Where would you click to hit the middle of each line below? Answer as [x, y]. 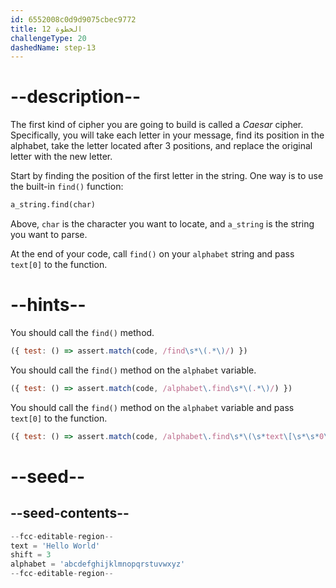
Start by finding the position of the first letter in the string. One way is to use [167, 176]
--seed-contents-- [70, 513]
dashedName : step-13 [53, 47]
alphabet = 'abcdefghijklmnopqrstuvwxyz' [98, 564]
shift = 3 [31, 555]
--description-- [76, 97]
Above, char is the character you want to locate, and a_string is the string [162, 224]
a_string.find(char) [53, 205]
